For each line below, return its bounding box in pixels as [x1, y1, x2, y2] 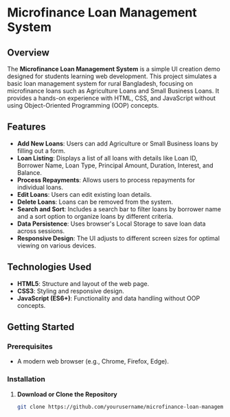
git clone [16, 403, 46, 410]
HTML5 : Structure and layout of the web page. [16, 279, 150, 287]
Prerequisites [7, 342, 53, 351]
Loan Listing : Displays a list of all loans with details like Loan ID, [16, 154, 198, 162]
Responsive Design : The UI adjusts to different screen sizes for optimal [16, 234, 220, 242]
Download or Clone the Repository [16, 390, 118, 398]
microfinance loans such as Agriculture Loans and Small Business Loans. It [7, 87, 220, 95]
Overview [7, 47, 50, 58]
